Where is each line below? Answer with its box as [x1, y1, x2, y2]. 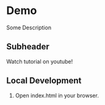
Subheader [6, 42, 50, 52]
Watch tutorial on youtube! [6, 57, 73, 65]
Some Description [6, 24, 52, 31]
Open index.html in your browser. [15, 92, 99, 99]
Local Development [6, 76, 82, 86]
